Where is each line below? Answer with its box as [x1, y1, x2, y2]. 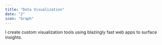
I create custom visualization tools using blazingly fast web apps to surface [5, 30, 157, 35]
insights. [5, 34, 23, 40]
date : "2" [5, 12, 26, 16]
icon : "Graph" [5, 16, 34, 21]
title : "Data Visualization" [5, 7, 65, 12]
